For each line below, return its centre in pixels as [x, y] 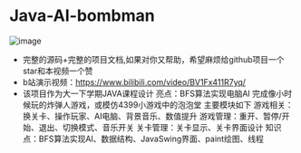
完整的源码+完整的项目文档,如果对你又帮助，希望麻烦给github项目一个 [153, 59]
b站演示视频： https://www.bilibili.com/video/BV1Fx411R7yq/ [134, 81]
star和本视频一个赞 [58, 71]
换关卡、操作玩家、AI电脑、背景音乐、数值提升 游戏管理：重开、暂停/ [152, 116]
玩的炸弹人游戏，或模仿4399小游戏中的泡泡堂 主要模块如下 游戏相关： [162, 104]
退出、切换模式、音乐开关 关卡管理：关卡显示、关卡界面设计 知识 [160, 127]
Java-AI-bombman [83, 16]
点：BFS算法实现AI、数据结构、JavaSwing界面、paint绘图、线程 [143, 139]
